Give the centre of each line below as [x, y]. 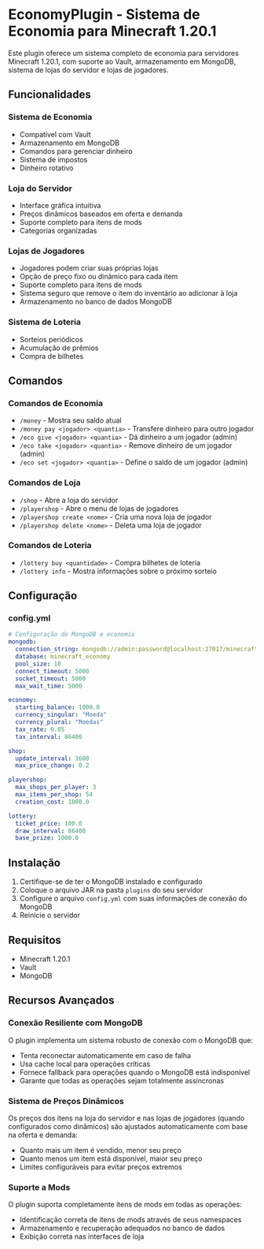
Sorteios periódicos [51, 339]
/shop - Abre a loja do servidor [69, 500]
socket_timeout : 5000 [51, 679]
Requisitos [35, 940]
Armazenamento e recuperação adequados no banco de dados [122, 1228]
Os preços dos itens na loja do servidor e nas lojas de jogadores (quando [126, 1118]
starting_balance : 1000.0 [58, 707]
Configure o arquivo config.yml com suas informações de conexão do [133, 899]
